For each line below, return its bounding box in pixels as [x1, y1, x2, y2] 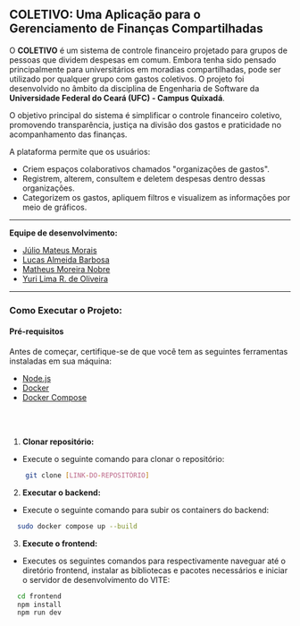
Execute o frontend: [21, 537, 98, 549]
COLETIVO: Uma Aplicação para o [9, 7, 201, 22]
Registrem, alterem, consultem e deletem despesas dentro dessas [21, 173, 266, 184]
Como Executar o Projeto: [9, 304, 123, 316]
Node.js [21, 373, 52, 383]
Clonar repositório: [21, 436, 95, 447]
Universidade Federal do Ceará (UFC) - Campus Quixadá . [9, 92, 225, 103]
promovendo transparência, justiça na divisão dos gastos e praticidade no [9, 119, 282, 130]
